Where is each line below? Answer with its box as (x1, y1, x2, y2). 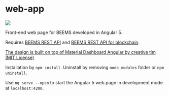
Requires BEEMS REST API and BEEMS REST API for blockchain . (5, 39, 140, 45)
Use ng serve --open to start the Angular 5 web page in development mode (5, 79, 163, 85)
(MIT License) (5, 54, 35, 60)
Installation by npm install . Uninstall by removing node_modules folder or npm (5, 64, 164, 70)
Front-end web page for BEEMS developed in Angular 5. (5, 29, 123, 36)
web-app (5, 3, 45, 15)
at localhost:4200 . (5, 85, 44, 91)
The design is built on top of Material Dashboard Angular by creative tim (5, 49, 156, 55)
